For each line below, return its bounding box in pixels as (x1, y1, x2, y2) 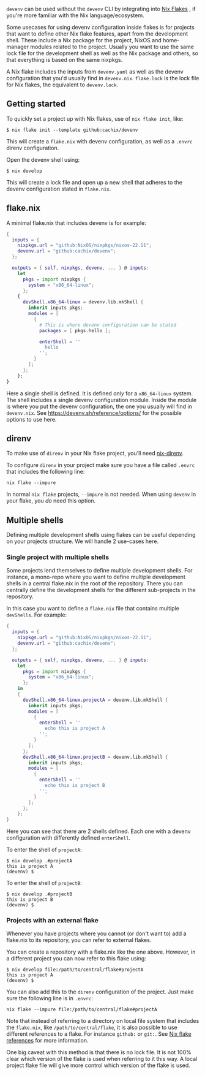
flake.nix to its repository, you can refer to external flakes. (6, 936, 152, 944)
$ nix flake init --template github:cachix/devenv (6, 127, 138, 133)
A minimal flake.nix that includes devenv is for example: (6, 219, 147, 226)
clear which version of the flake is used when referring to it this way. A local (6, 1055, 198, 1063)
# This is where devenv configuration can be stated (39, 322, 176, 328)
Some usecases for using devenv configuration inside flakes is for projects (6, 24, 195, 31)
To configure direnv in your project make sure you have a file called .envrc (6, 462, 195, 469)
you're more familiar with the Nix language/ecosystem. (6, 12, 144, 19)
